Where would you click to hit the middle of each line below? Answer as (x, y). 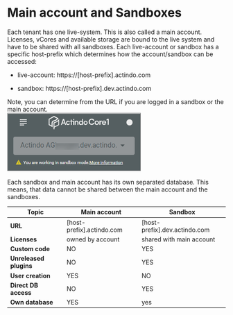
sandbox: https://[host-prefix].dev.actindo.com (84, 88)
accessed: (22, 61)
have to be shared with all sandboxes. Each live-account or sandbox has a (113, 46)
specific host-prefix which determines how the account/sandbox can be (110, 54)
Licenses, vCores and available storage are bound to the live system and (111, 39)
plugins (21, 266)
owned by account (93, 239)
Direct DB (24, 285)
